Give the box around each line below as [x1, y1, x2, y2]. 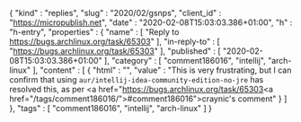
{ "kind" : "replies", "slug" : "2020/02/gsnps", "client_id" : [9, 8, 222, 18]
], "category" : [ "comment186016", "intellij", [103, 56, 267, 65]
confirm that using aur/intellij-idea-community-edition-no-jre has [9, 74, 264, 84]
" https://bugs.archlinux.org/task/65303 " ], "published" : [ [9, 46, 222, 57]
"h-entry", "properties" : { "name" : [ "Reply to [9, 27, 180, 37]
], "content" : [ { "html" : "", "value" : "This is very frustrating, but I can [32, 65, 292, 75]
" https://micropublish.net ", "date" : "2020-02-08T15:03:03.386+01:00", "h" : [9, 17, 293, 28]
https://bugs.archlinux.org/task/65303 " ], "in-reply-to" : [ [9, 36, 220, 47]
